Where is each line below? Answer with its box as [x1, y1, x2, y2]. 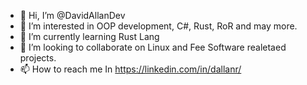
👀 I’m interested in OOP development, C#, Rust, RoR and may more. [19, 20, 298, 32]
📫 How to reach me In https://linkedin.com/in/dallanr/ [19, 63, 242, 75]
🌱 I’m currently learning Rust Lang [19, 31, 160, 42]
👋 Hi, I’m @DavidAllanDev [19, 10, 126, 21]
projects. [19, 52, 57, 64]
